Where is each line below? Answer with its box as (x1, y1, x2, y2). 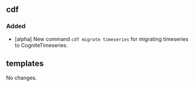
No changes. (6, 74, 37, 81)
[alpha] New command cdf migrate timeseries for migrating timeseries (14, 35, 189, 43)
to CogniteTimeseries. (14, 41, 68, 48)
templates (6, 58, 44, 69)
